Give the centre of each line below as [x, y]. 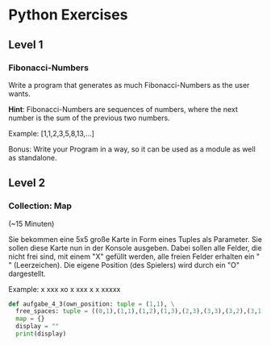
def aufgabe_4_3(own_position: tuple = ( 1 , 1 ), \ [92, 304]
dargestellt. [27, 273]
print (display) [41, 334]
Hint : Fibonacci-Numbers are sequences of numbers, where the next [123, 109]
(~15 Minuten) [31, 223]
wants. [19, 94]
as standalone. [33, 157]
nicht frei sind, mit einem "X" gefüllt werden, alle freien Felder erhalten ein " [134, 256]
